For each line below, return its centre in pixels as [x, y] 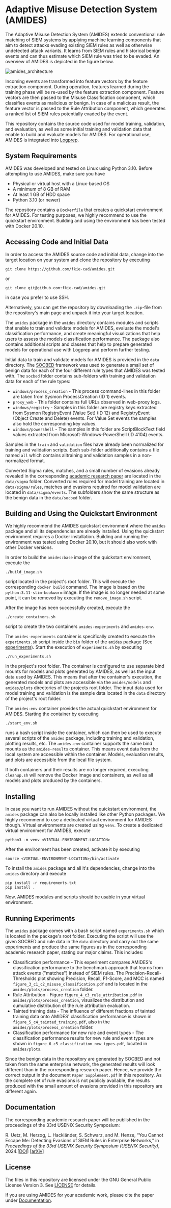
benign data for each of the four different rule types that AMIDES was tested [85, 370]
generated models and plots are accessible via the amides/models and [78, 683]
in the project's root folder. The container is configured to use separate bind [85, 666]
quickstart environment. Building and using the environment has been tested [85, 220]
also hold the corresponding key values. [54, 423]
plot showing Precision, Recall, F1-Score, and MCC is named [101, 978]
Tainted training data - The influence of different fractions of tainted [84, 1011]
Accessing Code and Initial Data [57, 242]
